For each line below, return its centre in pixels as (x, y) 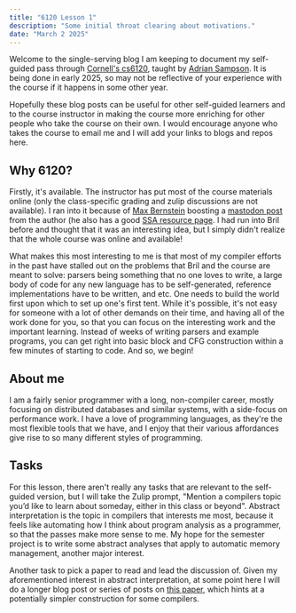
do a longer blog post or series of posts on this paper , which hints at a (137, 589)
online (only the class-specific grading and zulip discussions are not (134, 202)
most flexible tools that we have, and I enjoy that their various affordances (144, 428)
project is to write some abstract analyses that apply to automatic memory (145, 544)
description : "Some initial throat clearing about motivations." (132, 26)
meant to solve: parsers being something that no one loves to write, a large (146, 275)
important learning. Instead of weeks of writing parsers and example (134, 332)
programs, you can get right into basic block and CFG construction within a (146, 341)
